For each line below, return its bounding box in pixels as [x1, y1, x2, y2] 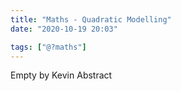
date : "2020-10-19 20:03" [10, 24, 118, 34]
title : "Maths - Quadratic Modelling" [10, 14, 172, 25]
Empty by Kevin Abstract [10, 69, 113, 81]
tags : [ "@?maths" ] [10, 42, 87, 52]
